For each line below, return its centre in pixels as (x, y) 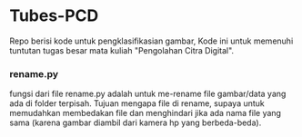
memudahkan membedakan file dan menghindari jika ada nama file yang (146, 113)
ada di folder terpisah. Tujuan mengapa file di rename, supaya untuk (137, 103)
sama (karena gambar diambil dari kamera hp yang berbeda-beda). (136, 122)
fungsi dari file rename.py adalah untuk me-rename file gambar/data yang (148, 94)
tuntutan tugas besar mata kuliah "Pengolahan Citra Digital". (122, 50)
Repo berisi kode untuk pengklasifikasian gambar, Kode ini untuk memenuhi (151, 41)
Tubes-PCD (54, 16)
